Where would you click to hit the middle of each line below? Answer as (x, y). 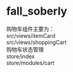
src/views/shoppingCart (36, 42)
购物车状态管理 (25, 49)
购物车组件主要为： (30, 29)
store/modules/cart (30, 63)
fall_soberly (37, 11)
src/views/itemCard (31, 35)
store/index (21, 56)
